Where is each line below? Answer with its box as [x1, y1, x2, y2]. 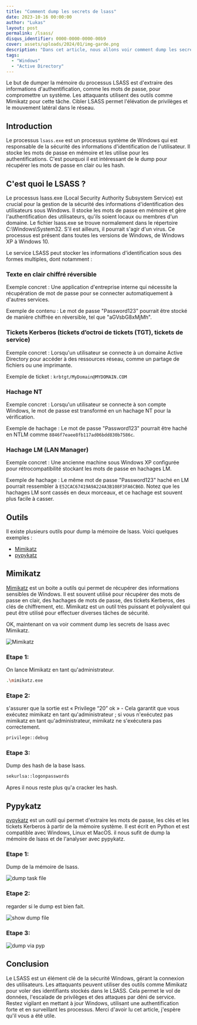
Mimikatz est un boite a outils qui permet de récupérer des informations [6, 584, 179, 591]
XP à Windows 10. [6, 238, 50, 245]
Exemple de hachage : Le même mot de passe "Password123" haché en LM [6, 477, 189, 484]
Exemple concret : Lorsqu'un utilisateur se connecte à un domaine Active [6, 349, 183, 356]
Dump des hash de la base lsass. [6, 762, 86, 769]
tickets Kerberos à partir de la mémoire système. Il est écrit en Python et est [6, 823, 189, 830]
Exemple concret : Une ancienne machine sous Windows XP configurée [6, 459, 180, 466]
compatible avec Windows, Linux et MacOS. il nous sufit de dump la [6, 829, 171, 837]
